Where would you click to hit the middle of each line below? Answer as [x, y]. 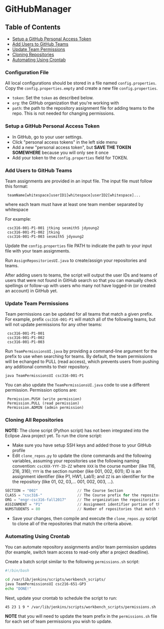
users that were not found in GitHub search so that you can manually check [81, 280]
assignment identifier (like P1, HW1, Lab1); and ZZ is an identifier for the [83, 477]
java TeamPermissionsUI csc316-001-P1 [44, 376]
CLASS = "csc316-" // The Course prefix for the [72, 495]
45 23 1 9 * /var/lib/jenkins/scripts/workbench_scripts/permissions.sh [81, 607]
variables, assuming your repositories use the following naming [76, 461]
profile [19, 451]
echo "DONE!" [18, 589]
